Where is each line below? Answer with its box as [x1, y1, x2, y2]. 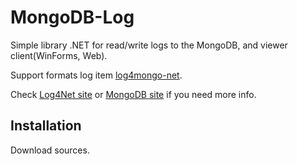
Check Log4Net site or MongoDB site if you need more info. [10, 88, 257, 100]
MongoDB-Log [10, 6, 135, 29]
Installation [10, 117, 82, 135]
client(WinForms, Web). [10, 49, 108, 61]
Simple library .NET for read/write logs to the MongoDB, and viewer [10, 39, 288, 51]
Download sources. [10, 144, 90, 156]
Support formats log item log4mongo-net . [10, 69, 183, 81]
